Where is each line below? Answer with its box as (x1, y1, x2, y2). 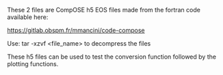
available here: (7, 13, 49, 21)
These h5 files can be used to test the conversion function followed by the (7, 52, 217, 61)
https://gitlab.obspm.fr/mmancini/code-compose (7, 27, 145, 34)
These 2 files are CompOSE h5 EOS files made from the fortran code (7, 6, 200, 14)
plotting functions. (7, 60, 59, 67)
